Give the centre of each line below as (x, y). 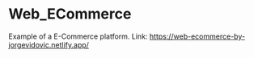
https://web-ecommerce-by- (197, 36)
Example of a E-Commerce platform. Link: (78, 36)
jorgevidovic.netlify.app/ (49, 44)
